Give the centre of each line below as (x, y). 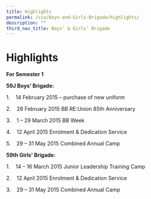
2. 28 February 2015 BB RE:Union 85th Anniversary (71, 109)
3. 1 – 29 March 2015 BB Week (45, 120)
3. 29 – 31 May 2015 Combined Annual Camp (63, 190)
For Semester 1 (25, 74)
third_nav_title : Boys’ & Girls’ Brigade (58, 28)
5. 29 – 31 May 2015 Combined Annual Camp (63, 144)
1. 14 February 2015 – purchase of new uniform (66, 97)
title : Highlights (29, 12)
